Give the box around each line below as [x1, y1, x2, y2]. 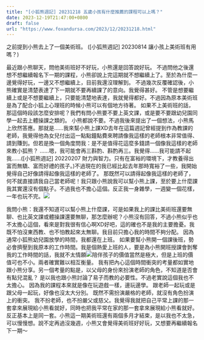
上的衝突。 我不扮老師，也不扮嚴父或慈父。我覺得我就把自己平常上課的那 [6, 297, 189, 304]
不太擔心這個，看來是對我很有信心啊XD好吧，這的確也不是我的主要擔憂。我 [6, 221, 195, 228]
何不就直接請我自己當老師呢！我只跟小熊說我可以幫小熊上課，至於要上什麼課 [6, 177, 198, 185]
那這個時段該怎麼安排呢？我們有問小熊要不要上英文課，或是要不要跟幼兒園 [6, 109, 192, 117]
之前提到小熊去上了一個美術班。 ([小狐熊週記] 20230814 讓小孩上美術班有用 [6, 43, 196, 50]
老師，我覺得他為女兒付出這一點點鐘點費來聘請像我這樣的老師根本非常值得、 [6, 132, 198, 140]
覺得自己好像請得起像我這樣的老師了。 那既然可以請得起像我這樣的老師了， [6, 170, 194, 177]
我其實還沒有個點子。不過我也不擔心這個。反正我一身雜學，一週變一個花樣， [6, 185, 198, 192]
